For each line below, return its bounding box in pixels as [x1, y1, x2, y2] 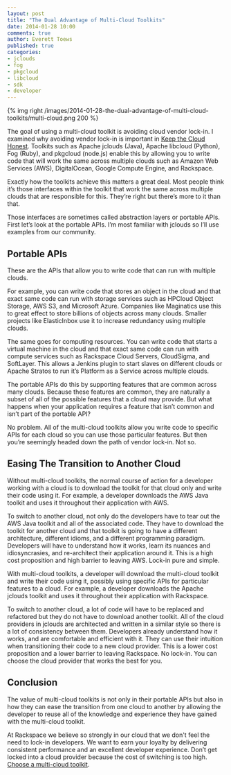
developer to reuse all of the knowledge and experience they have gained [7, 710, 217, 718]
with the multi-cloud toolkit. [7, 717, 86, 725]
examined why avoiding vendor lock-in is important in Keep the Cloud [7, 134, 205, 143]
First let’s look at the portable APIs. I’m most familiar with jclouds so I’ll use [7, 220, 219, 229]
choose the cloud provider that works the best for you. [7, 656, 163, 665]
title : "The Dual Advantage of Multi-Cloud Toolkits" [7, 17, 166, 24]
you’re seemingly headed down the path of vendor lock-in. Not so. [7, 437, 196, 446]
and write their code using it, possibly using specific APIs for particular [7, 577, 209, 585]
